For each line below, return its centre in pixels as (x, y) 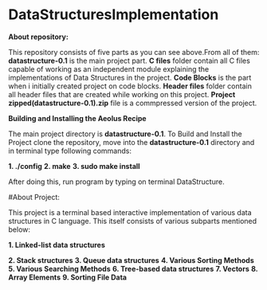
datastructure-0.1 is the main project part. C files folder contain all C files (130, 61)
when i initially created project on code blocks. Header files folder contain (130, 86)
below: (19, 229)
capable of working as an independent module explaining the (109, 69)
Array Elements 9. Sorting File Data (68, 277)
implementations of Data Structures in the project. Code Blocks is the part (130, 77)
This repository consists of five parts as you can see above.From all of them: (134, 52)
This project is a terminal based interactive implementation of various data (130, 212)
